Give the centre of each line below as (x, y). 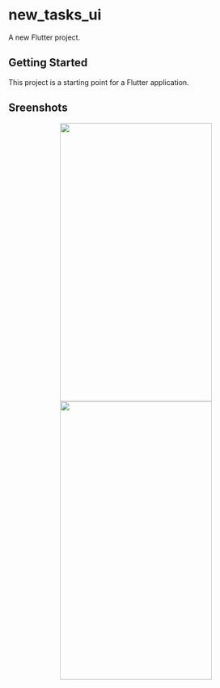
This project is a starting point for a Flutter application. (99, 82)
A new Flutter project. (44, 37)
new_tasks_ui (55, 15)
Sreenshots (38, 108)
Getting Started (48, 63)
